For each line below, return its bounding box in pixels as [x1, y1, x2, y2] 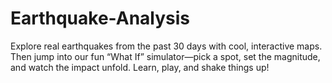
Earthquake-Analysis [10, 7, 191, 30]
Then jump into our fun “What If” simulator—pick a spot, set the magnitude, [10, 50, 321, 62]
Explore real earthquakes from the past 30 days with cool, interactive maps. [10, 40, 323, 52]
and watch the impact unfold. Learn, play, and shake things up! [10, 61, 270, 73]
